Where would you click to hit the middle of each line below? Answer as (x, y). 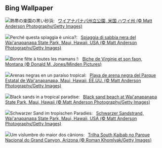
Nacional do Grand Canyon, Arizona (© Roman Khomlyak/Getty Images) (79, 140)
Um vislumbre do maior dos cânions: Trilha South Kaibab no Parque (80, 135)
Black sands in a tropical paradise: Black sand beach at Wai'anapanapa (83, 97)
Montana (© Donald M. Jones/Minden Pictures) (54, 64)
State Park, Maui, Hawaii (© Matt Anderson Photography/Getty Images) (78, 102)
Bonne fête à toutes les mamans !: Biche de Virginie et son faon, (76, 59)
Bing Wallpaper (29, 8)
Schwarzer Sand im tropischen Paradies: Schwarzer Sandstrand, (77, 113)
